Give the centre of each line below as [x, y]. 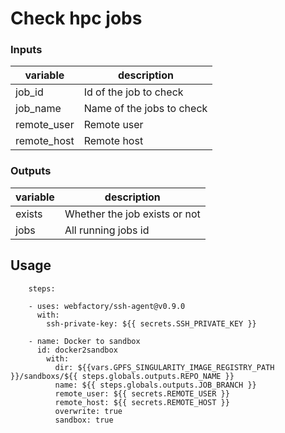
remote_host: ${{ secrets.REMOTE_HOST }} [142, 402]
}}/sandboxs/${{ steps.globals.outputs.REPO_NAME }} [122, 376]
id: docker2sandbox [77, 350]
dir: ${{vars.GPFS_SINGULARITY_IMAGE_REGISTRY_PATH [164, 367]
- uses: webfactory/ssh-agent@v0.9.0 [107, 306]
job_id [29, 92]
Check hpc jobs [76, 18]
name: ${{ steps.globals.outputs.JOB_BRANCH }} [155, 385]
